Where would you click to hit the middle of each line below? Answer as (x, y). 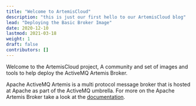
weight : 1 (18, 39)
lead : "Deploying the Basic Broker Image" (59, 22)
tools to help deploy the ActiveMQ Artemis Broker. (67, 73)
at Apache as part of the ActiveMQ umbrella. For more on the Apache (91, 90)
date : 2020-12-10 (27, 28)
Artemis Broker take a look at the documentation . (66, 97)
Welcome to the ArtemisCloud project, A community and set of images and (97, 67)
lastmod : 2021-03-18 (32, 34)
